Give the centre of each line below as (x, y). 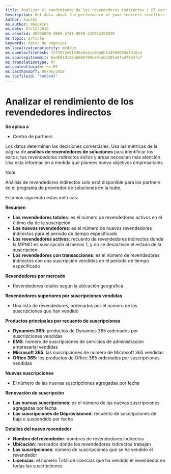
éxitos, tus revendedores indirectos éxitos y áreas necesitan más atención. (83, 157)
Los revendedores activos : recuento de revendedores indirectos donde (88, 239)
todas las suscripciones (37, 466)
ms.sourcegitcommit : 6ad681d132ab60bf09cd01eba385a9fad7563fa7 (74, 57)
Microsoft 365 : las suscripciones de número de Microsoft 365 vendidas (88, 352)
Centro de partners (33, 136)
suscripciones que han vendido (46, 311)
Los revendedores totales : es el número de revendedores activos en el (87, 217)
